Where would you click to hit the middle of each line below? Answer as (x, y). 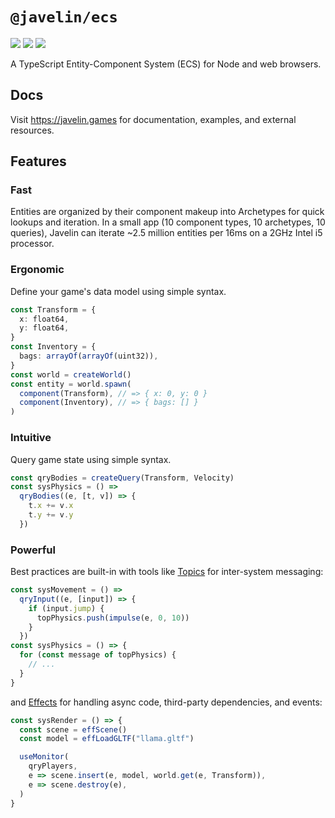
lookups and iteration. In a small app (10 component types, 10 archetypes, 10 (168, 222)
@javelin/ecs (64, 17)
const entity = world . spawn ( (71, 384)
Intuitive (31, 438)
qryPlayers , (53, 766)
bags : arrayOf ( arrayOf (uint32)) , (89, 356)
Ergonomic (37, 270)
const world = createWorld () (71, 374)
